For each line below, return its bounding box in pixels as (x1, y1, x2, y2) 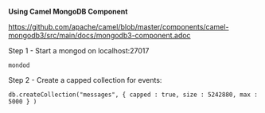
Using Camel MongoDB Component (8, 7, 128, 16)
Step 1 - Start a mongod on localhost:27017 (8, 46, 150, 55)
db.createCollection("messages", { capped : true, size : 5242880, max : (8, 91, 259, 99)
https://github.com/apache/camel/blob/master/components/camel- (8, 22, 229, 31)
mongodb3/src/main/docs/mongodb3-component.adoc (8, 31, 191, 40)
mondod (8, 61, 30, 69)
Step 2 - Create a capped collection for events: (8, 76, 162, 84)
